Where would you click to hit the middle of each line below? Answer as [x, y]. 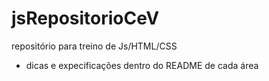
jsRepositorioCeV [85, 18]
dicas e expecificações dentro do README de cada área [142, 65]
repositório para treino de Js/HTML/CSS [94, 46]
